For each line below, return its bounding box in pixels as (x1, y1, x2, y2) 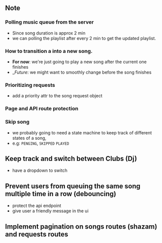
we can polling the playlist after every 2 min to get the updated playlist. (12, 35, 156, 41)
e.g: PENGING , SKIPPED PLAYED (12, 140, 69, 146)
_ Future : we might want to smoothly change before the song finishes (12, 69, 152, 75)
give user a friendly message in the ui (12, 208, 89, 214)
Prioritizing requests (5, 81, 56, 88)
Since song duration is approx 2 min (12, 30, 86, 36)
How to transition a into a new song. (5, 47, 93, 54)
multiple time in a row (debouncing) (5, 190, 117, 198)
